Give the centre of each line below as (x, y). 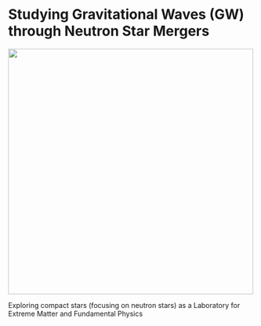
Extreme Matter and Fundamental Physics (76, 313)
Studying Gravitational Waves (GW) (126, 15)
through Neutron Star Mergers (109, 31)
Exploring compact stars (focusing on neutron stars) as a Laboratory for (124, 305)
